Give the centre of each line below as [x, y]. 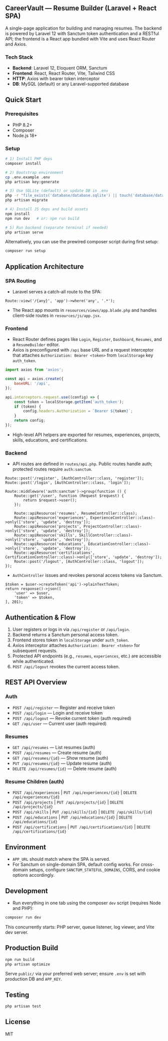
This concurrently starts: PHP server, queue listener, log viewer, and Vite [80, 927]
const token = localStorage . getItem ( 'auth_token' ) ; [69, 402]
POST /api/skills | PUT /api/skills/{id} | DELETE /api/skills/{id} [82, 812]
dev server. [17, 932]
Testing [17, 995]
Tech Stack [19, 57]
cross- [147, 864]
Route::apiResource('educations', [50, 544]
